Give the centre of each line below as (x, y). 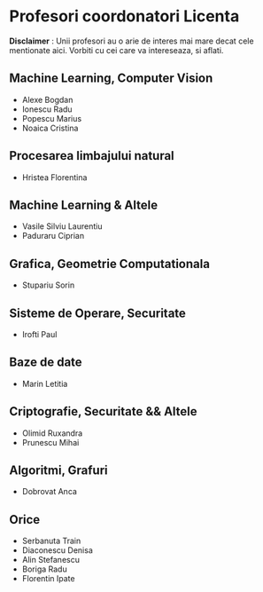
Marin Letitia (45, 383)
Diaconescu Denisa (57, 550)
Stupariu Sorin (48, 285)
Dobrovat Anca (50, 492)
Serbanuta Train (51, 541)
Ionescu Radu (47, 109)
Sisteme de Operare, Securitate (97, 313)
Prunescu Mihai (50, 442)
